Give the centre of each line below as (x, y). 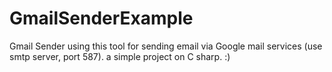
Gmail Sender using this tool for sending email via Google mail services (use (166, 46)
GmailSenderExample (101, 18)
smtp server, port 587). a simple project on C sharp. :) (120, 56)
